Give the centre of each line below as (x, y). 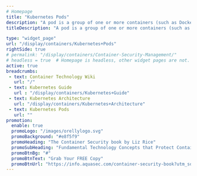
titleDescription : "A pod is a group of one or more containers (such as (98, 28)
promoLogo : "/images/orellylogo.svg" (57, 131)
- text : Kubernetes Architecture (50, 99)
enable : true (27, 126)
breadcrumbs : (22, 71)
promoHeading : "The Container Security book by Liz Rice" (84, 142)
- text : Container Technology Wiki (52, 77)
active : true (22, 66)
